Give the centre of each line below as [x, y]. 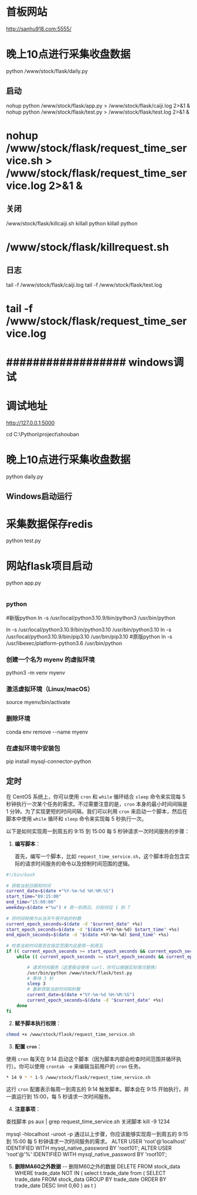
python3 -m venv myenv [36, 673]
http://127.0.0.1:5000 [30, 423]
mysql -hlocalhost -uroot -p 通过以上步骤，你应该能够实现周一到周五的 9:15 [97, 1134]
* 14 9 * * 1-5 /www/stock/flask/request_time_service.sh [78, 1077]
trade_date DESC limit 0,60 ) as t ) [55, 1186]
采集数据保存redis [50, 524]
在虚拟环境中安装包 [33, 748]
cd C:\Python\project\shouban [43, 434]
